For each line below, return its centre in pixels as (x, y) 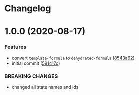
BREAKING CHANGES (31, 76)
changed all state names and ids (45, 87)
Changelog (28, 9)
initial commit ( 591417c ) (36, 63)
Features (16, 47)
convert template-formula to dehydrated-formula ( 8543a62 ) (73, 58)
